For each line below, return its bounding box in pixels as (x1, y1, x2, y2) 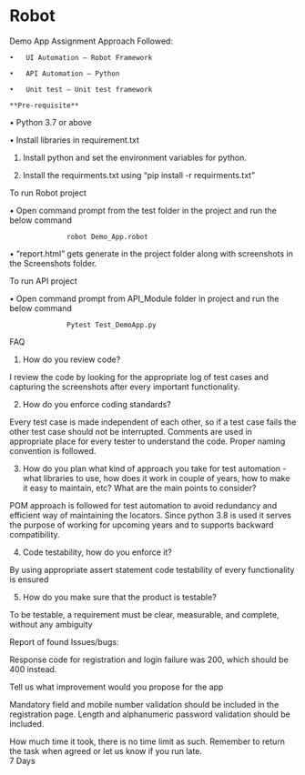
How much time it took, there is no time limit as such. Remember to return (9, 736, 285, 747)
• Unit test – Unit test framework (9, 85, 153, 94)
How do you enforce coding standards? (22, 398, 171, 409)
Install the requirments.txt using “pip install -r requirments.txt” (22, 169, 256, 180)
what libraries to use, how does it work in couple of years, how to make (22, 472, 290, 483)
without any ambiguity (9, 619, 93, 629)
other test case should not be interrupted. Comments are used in (9, 426, 253, 437)
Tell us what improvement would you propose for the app (9, 681, 224, 692)
